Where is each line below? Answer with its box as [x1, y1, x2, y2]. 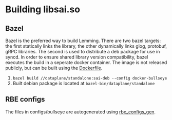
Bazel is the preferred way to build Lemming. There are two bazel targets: [5, 37, 161, 44]
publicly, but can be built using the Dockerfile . [5, 65, 103, 71]
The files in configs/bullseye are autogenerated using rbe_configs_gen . [5, 109, 156, 115]
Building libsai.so [5, 4, 81, 15]
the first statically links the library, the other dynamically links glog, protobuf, [5, 43, 167, 49]
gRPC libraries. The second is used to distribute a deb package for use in [5, 49, 160, 54]
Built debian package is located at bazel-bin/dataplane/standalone [12, 81, 155, 86]
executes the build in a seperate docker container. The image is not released [5, 59, 167, 65]
